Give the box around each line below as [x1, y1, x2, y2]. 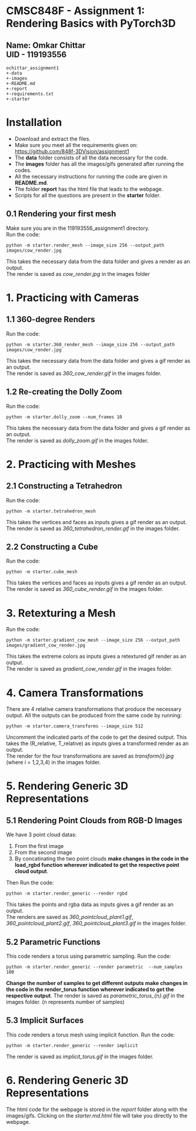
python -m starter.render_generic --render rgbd [6, 890, 128, 896]
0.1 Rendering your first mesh [6, 209, 117, 219]
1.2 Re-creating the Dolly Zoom [6, 387, 122, 397]
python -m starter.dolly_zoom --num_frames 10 [6, 414, 122, 420]
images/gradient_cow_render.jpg [6, 642, 85, 648]
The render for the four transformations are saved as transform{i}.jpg [6, 752, 174, 760]
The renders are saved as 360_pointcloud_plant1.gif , [6, 914, 134, 921]
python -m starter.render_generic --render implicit [6, 1042, 138, 1048]
